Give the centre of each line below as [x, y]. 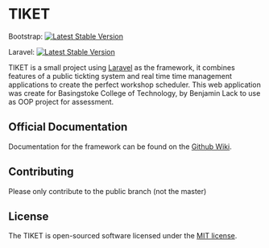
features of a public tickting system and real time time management [120, 76]
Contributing [41, 172]
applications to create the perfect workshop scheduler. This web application [135, 85]
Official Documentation [68, 127]
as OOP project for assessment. [61, 101]
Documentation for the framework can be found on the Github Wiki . [120, 147]
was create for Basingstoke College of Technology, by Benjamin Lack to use [134, 93]
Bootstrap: [26, 36]
